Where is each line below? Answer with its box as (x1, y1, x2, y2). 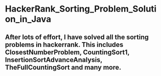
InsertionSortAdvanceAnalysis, (5, 56, 103, 64)
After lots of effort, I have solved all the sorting (5, 33, 149, 41)
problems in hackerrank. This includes (5, 40, 124, 49)
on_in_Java (5, 14, 51, 25)
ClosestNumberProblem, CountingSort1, (5, 48, 130, 56)
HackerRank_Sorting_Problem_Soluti (5, 3, 157, 15)
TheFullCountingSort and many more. (5, 63, 121, 71)
